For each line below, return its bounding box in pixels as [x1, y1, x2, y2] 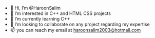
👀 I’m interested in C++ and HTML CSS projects [10, 10, 111, 16]
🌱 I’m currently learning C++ [10, 16, 70, 22]
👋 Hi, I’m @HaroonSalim [10, 5, 61, 11]
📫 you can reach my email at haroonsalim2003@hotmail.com [10, 27, 141, 33]
